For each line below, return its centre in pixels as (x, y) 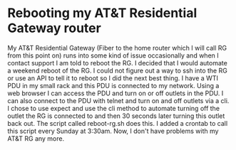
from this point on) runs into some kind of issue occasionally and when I (113, 55)
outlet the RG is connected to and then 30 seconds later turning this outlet (116, 116)
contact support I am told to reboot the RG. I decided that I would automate (118, 63)
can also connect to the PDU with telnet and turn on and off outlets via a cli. (118, 100)
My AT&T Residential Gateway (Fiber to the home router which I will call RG (117, 48)
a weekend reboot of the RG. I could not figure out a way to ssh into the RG (118, 70)
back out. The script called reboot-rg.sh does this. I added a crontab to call (118, 123)
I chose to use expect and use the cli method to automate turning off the (113, 108)
